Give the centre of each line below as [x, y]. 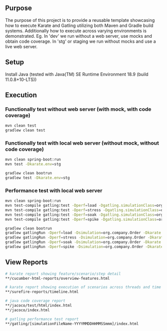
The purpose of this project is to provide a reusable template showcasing [80, 20]
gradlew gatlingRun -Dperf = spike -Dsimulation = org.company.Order [74, 247]
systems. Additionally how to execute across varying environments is [76, 31]
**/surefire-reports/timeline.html [42, 292]
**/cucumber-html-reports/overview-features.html [58, 278]
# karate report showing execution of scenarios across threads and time [83, 287]
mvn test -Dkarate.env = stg [33, 164]
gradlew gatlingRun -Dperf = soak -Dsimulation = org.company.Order [73, 242]
